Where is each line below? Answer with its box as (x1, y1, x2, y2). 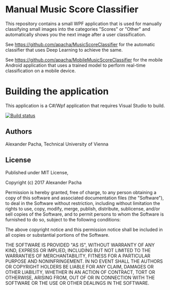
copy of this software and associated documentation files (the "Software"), (5, 195, 164, 201)
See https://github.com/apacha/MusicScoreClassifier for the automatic (5, 41, 156, 47)
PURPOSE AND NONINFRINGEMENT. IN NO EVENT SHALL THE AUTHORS (5, 258, 163, 264)
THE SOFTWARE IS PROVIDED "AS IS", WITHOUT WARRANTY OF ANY (5, 242, 155, 248)
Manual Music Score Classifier (5, 4, 139, 15)
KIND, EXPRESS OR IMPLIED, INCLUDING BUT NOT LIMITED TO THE (5, 247, 151, 253)
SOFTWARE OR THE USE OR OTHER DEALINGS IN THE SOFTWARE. (5, 280, 149, 286)
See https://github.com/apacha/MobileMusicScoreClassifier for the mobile (5, 56, 163, 63)
